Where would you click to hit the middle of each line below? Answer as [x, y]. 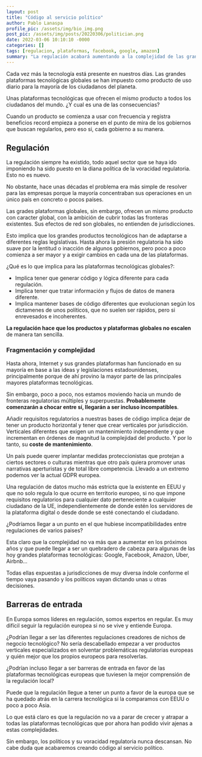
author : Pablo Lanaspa [35, 23]
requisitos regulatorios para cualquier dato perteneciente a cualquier [91, 499]
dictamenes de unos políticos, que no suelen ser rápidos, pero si [95, 310]
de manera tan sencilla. [35, 335]
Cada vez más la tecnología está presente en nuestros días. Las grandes [96, 73]
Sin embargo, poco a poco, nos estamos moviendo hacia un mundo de [94, 394]
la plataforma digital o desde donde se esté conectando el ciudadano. [93, 512]
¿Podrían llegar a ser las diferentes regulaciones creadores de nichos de [96, 637]
